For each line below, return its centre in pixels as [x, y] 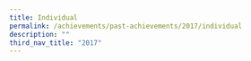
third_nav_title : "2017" [56, 43]
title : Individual [43, 17]
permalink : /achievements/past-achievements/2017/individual [126, 26]
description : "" [39, 34]
